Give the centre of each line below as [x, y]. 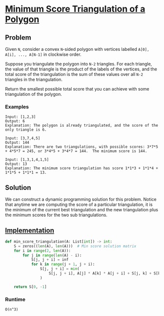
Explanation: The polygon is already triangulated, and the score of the [82, 126]
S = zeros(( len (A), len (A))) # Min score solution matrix [75, 246]
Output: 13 [16, 164]
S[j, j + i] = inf [50, 260]
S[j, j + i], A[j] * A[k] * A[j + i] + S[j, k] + [100, 273]
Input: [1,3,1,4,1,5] [27, 160]
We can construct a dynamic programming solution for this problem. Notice [81, 200]
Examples [17, 107]
